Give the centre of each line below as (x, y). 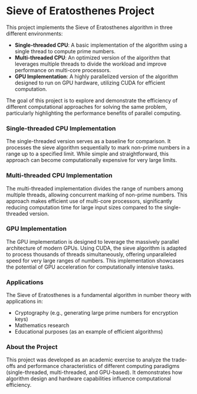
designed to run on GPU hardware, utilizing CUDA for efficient (90, 83)
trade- (180, 360)
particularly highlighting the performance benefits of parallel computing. (94, 113)
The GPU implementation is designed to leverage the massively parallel (93, 241)
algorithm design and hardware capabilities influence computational (88, 379)
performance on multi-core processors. (63, 70)
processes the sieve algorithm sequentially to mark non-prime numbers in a (98, 148)
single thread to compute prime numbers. (65, 51)
